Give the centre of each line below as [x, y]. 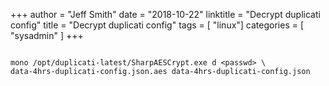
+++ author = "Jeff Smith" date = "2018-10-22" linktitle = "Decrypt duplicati [165, 14]
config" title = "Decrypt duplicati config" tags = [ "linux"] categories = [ [157, 25]
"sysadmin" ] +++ [47, 35]
